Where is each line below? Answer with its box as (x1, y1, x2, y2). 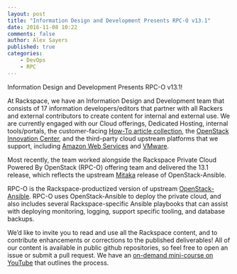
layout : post (7, 10, 46, 18)
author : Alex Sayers (7, 37, 69, 44)
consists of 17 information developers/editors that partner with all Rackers (7, 104, 224, 112)
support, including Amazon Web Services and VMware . (7, 141, 169, 150)
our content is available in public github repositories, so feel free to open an (7, 243, 228, 252)
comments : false (7, 30, 55, 38)
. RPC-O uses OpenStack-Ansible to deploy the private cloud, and (28, 192, 221, 200)
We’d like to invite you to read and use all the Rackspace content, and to (7, 228, 218, 236)
